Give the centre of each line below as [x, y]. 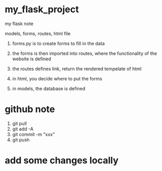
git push [21, 140]
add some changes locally [62, 161]
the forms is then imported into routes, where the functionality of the [85, 53]
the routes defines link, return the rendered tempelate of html [77, 69]
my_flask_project [42, 9]
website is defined [32, 59]
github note [30, 109]
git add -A [23, 129]
